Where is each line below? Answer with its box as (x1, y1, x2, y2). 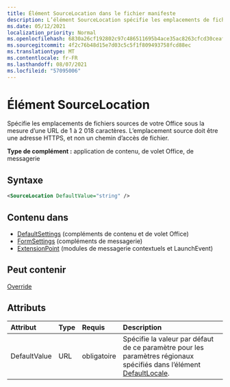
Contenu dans (7, 212, 68, 223)
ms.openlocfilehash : (7, 36, 66, 42)
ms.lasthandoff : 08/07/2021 (7, 61, 88, 68)
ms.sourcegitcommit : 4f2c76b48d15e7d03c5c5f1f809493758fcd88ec (7, 42, 192, 49)
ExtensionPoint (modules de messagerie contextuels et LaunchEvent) (16, 244, 214, 252)
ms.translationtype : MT (7, 49, 75, 55)
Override (7, 282, 32, 290)
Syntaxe (7, 174, 43, 186)
